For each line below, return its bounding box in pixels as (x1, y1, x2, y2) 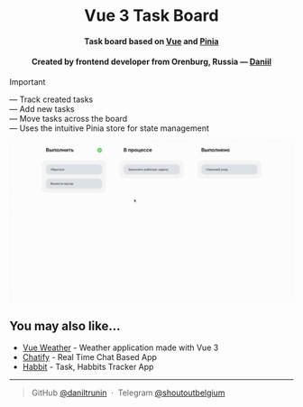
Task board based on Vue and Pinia (84, 35, 219, 46)
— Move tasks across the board (9, 113, 128, 124)
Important (9, 76, 46, 87)
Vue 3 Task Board (84, 5, 219, 26)
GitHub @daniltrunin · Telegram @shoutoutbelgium (31, 387, 225, 398)
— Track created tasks (9, 94, 94, 105)
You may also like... (9, 318, 121, 334)
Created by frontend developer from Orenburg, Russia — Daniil (31, 56, 272, 68)
